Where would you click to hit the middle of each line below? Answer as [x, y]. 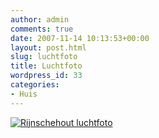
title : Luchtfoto [46, 66]
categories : [35, 85]
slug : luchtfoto [44, 57]
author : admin [40, 19]
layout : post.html [48, 47]
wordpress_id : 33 [46, 76]
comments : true [42, 29]
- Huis [24, 94]
